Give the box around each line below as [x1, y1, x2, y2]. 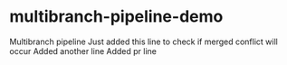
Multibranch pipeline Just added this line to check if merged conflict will [9, 36, 278, 47]
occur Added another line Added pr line [9, 45, 157, 56]
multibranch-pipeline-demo [9, 6, 224, 27]
